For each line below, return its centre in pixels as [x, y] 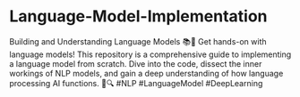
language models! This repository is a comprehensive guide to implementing [150, 54]
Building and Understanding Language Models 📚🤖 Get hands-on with [138, 41]
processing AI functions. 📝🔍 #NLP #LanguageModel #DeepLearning [136, 83]
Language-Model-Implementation [138, 16]
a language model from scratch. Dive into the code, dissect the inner [136, 63]
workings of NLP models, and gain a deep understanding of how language [146, 73]
